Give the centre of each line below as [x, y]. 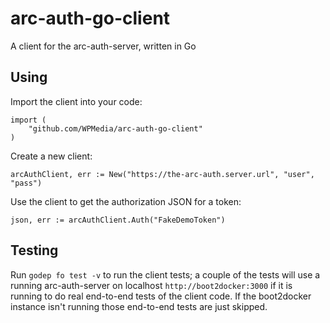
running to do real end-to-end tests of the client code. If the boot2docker [161, 296]
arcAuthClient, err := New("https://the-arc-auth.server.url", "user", [162, 174]
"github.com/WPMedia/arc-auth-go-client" [115, 128]
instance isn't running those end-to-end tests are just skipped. [139, 306]
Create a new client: [51, 156]
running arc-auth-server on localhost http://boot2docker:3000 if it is [151, 285]
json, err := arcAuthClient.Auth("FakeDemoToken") [118, 220]
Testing [34, 250]
